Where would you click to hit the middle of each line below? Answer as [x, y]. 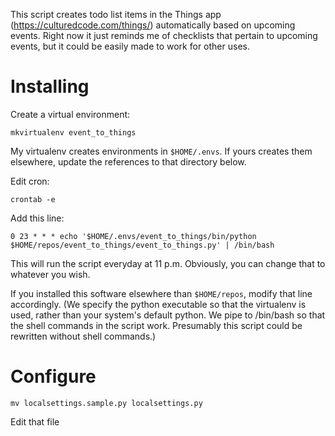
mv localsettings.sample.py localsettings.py [106, 403]
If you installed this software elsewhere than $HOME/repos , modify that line [161, 293]
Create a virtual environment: [70, 114]
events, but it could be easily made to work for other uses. [130, 46]
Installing [50, 86]
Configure [53, 376]
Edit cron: [30, 181]
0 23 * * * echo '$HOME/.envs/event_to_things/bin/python [133, 236]
